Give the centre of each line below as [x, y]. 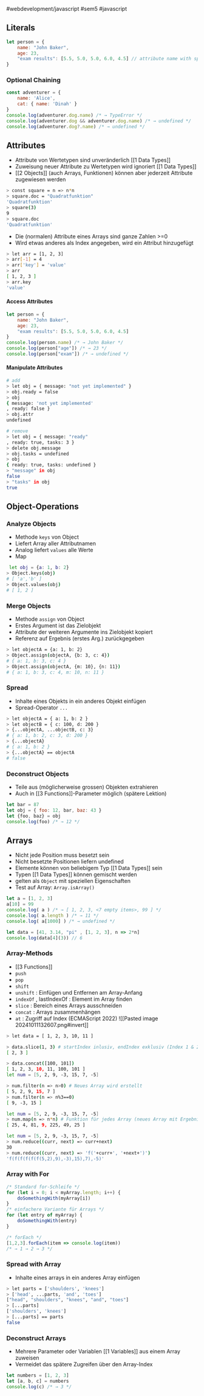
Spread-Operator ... [41, 707]
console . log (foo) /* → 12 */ [43, 821]
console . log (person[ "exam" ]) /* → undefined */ [68, 354]
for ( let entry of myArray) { [45, 1215]
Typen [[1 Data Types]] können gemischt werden [76, 874]
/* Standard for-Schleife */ [43, 1187]
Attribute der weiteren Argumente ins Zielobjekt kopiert [84, 632]
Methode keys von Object [47, 537]
